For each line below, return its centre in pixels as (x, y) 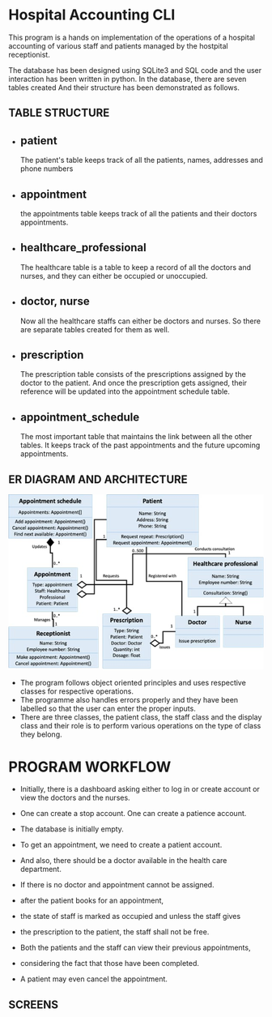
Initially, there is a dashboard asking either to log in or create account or (140, 789)
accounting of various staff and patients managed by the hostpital (118, 45)
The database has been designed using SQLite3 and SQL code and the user (135, 70)
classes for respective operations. (76, 691)
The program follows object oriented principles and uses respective (133, 682)
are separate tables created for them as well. (95, 329)
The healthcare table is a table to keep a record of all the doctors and (135, 267)
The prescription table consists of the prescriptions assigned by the (133, 374)
